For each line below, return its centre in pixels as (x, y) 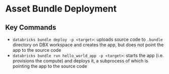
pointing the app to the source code (50, 66)
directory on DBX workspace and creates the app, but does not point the (88, 45)
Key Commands (31, 27)
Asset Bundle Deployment (61, 9)
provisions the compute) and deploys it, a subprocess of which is (80, 61)
